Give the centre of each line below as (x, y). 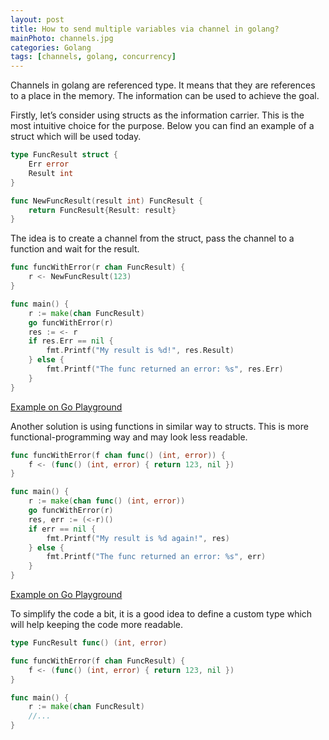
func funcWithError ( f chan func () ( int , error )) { (118, 455)
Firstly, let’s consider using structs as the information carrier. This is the (157, 115)
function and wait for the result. (75, 249)
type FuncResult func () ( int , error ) (89, 643)
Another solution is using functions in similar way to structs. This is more (159, 426)
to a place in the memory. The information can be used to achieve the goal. (165, 96)
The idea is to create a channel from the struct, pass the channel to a (152, 238)
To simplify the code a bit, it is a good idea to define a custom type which (161, 614)
